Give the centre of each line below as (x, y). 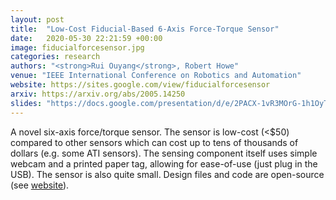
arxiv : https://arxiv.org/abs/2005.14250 (98, 94)
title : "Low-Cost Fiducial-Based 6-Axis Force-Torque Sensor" (145, 29)
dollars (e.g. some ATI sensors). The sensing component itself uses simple (164, 153)
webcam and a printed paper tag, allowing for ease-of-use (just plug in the (164, 163)
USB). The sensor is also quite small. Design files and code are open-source (167, 174)
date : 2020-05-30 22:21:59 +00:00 (86, 38)
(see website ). (40, 185)
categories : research (55, 57)
